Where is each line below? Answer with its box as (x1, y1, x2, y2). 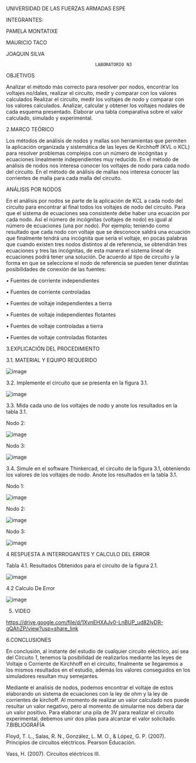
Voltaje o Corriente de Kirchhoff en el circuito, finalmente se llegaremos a (6, 660, 183, 667)
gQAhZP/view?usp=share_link (6, 625, 79, 632)
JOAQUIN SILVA (6, 50, 45, 57)
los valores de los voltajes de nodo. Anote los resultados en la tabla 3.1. (6, 471, 178, 478)
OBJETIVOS (6, 72, 35, 79)
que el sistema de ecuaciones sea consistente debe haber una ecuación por (6, 210, 190, 216)
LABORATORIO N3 (95, 62, 132, 67)
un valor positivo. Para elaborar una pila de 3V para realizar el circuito (6, 709, 174, 716)
